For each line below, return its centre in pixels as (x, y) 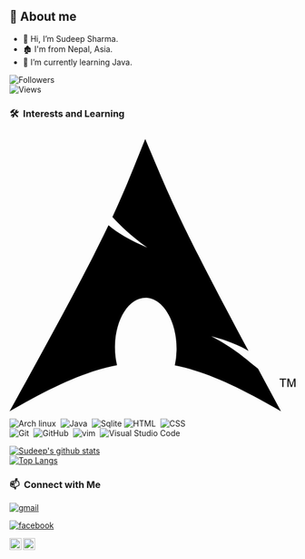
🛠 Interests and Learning (67, 113)
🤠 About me (43, 17)
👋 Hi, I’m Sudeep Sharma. (70, 38)
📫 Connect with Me (55, 485)
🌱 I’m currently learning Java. (78, 62)
